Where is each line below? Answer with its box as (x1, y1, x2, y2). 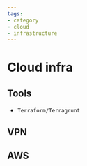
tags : (7, 10, 23, 17)
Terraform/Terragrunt (17, 107, 80, 114)
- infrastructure (7, 29, 58, 37)
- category (7, 17, 39, 24)
